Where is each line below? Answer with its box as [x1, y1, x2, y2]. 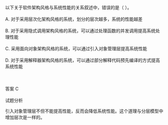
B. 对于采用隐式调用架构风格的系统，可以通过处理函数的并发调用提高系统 [5, 28, 156, 34]
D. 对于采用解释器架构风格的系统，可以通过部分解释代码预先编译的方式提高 [5, 57, 160, 63]
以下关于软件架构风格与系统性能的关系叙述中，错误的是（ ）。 [5, 5, 132, 11]
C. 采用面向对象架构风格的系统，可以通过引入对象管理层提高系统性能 [5, 46, 147, 51]
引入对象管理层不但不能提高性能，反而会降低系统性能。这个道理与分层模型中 [5, 108, 163, 114]
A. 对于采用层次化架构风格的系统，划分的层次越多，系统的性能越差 [5, 16, 143, 22]
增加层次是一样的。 [5, 114, 45, 120]
